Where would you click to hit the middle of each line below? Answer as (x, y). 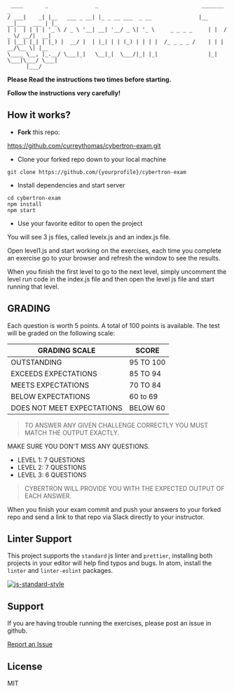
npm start (22, 210)
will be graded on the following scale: (61, 333)
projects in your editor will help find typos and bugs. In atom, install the (110, 563)
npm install (25, 204)
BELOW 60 (147, 408)
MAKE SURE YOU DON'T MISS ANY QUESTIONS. (78, 446)
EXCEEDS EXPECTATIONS (54, 374)
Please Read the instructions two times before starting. (89, 79)
